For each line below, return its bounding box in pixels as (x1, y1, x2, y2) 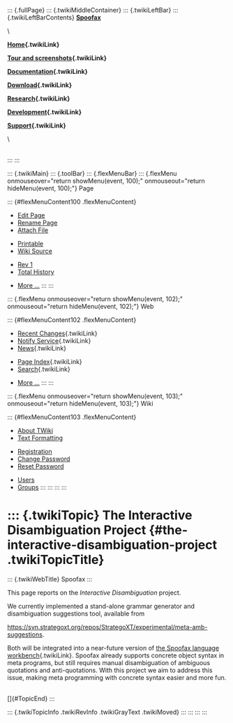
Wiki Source (17, 247, 52, 255)
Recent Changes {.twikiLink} (17, 329, 98, 337)
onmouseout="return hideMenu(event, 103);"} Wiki (7, 399, 153, 407)
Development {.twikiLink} (7, 108, 82, 116)
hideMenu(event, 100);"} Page (7, 184, 94, 192)
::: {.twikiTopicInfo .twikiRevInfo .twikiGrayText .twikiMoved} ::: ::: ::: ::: (7, 708, 208, 716)
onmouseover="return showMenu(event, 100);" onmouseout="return (7, 177, 206, 185)
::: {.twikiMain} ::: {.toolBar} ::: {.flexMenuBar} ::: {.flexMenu (7, 169, 177, 177)
